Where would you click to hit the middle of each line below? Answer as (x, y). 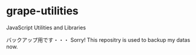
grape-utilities (42, 11)
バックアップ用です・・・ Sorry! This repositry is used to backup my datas (98, 39)
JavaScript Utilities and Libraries (46, 27)
